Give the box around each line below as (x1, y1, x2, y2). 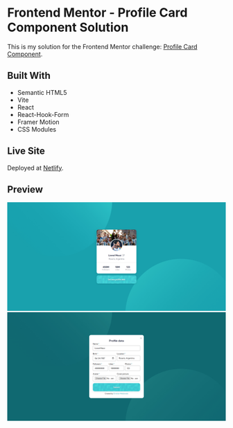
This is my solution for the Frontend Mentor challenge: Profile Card (7, 42, 198, 51)
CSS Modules (17, 125, 57, 133)
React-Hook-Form (17, 110, 69, 118)
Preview (7, 184, 44, 195)
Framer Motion (17, 118, 60, 126)
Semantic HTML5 (17, 88, 67, 96)
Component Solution (7, 19, 129, 35)
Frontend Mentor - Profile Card (7, 5, 188, 21)
